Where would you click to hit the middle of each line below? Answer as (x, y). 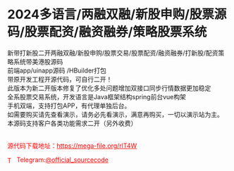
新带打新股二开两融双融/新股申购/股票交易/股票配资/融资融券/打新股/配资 (113, 53)
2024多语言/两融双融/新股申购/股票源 (117, 14)
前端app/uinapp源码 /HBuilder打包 (57, 70)
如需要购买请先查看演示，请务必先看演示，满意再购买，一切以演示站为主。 (115, 114)
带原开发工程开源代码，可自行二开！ (60, 79)
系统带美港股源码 (38, 61)
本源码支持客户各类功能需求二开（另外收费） (72, 123)
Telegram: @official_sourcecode (63, 160)
